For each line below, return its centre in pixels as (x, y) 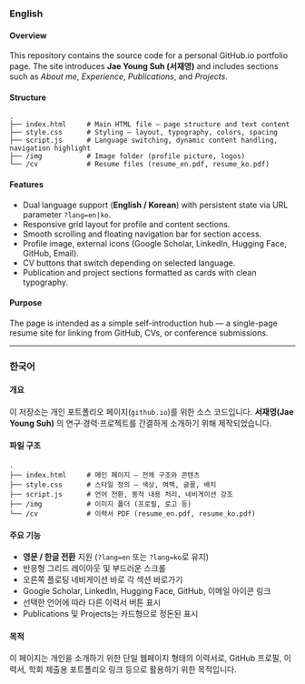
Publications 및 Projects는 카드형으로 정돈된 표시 (110, 614)
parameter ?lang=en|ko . (67, 214)
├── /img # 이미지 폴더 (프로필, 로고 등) (101, 504)
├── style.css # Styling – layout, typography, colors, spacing (144, 133)
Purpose (26, 303)
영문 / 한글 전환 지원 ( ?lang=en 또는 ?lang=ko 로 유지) (116, 557)
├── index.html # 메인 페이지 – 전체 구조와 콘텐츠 (105, 476)
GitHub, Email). (50, 253)
